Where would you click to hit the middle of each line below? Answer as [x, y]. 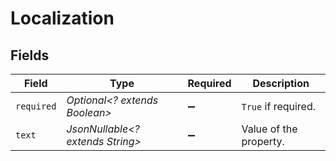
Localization [62, 18]
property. [263, 141]
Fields [30, 55]
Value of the [269, 129]
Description [281, 83]
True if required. [279, 106]
